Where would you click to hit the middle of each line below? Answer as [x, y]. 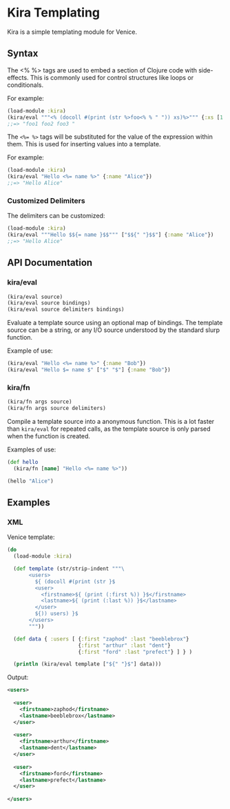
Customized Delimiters [46, 200]
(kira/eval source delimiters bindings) [66, 310]
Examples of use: [32, 449]
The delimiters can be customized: [56, 216]
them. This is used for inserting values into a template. [84, 144]
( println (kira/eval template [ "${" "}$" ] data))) [87, 664]
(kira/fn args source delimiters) [57, 409]
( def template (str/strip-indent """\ [69, 569]
